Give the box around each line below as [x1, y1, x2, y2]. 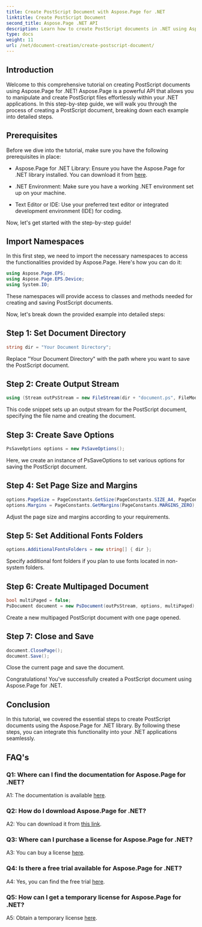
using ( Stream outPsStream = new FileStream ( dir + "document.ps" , [6, 395, 176, 401]
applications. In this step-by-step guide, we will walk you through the [6, 100, 177, 107]
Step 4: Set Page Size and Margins [6, 480, 138, 491]
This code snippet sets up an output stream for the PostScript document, [6, 406, 188, 413]
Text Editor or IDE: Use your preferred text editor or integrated [14, 200, 169, 208]
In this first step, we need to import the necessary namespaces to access [6, 252, 188, 260]
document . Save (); [6, 653, 50, 659]
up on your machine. [14, 189, 66, 196]
